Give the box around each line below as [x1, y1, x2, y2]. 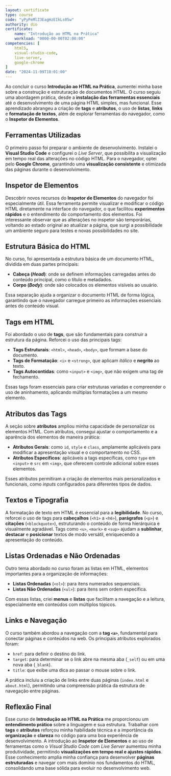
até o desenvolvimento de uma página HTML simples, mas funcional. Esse [5, 100, 162, 106]
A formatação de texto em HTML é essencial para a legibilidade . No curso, [5, 509, 163, 515]
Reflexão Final [5, 702, 52, 711]
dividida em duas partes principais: [5, 261, 79, 267]
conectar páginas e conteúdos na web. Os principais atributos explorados [5, 635, 161, 641]
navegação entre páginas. [5, 687, 60, 694]
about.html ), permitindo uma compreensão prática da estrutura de [5, 682, 145, 688]
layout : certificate [5, 7, 50, 13]
